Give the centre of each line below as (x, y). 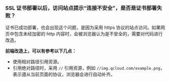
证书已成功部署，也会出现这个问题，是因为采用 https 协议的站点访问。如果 (83, 28)
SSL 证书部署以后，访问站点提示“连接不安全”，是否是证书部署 (81, 8)
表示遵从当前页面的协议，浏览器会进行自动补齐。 (64, 74)
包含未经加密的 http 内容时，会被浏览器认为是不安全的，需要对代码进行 (88, 34)
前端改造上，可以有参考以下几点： (41, 51)
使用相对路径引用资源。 (37, 62)
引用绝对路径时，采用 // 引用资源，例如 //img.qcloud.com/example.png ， (89, 68)
